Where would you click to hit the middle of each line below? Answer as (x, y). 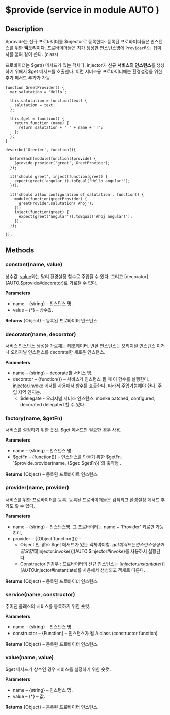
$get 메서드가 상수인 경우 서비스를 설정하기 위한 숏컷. (58, 669)
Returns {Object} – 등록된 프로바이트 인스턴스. (52, 474)
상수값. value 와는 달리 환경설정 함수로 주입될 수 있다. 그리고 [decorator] (77, 276)
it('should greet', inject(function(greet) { (59, 177)
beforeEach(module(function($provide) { (53, 159)
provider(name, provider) (37, 488)
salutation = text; (35, 105)
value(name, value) (30, 657)
